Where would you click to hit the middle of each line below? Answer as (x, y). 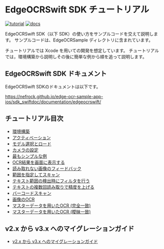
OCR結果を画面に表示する (38, 162)
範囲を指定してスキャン (36, 174)
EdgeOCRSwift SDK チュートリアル (77, 10)
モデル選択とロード (32, 144)
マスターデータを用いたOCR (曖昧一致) (51, 211)
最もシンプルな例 (30, 156)
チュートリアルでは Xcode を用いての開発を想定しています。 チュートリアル (82, 50)
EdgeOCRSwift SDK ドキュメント (56, 74)
